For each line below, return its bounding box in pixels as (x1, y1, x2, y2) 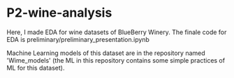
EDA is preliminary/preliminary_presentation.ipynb (6, 35, 149, 43)
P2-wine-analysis (6, 5, 112, 21)
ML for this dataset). (6, 63, 65, 72)
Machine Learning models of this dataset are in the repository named (6, 49, 205, 57)
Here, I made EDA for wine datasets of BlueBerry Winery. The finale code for (6, 28, 227, 36)
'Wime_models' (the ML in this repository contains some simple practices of (6, 56, 225, 64)
